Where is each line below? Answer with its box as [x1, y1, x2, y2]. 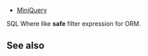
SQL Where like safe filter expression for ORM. [6, 20, 141, 27]
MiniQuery [16, 6, 47, 14]
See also [6, 40, 45, 52]
